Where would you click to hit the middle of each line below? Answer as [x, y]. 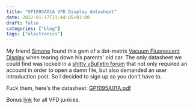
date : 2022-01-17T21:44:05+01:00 [48, 17]
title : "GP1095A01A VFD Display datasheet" [62, 12]
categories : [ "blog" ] [33, 28]
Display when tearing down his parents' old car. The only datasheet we [94, 57]
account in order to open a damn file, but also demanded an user [87, 70]
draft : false [23, 23]
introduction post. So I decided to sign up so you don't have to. [84, 77]
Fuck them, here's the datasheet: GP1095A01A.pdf [69, 88]
